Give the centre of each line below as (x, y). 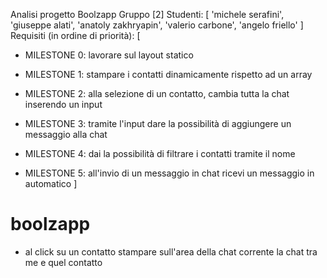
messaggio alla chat (66, 134)
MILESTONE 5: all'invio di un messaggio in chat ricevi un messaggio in (169, 173)
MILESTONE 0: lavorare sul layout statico (109, 55)
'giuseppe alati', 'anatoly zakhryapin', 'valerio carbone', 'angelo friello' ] (157, 25)
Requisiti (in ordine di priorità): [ (75, 35)
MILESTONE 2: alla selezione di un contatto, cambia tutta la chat (157, 93)
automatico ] (51, 183)
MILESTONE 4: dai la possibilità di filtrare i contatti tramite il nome (160, 153)
